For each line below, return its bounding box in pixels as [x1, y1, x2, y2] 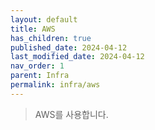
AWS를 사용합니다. [34, 108, 109, 120]
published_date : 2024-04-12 [10, 42, 128, 53]
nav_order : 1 [10, 61, 65, 71]
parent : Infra [10, 71, 70, 81]
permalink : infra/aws [10, 80, 101, 90]
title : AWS [10, 24, 56, 34]
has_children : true [10, 33, 92, 43]
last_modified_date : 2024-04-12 [10, 52, 145, 62]
